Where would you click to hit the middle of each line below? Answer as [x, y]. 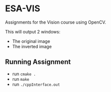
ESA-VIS [23, 9]
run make [21, 79]
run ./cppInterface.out [36, 84]
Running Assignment [38, 62]
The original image [31, 41]
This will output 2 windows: [33, 31]
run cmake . [24, 74]
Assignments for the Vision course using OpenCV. [56, 22]
